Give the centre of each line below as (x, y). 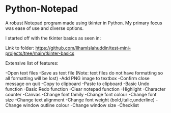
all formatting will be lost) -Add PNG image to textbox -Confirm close (78, 78)
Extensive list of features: (32, 63)
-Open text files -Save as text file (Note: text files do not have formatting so (84, 73)
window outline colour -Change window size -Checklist (81, 105)
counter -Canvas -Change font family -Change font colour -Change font (81, 94)
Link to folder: (20, 48)
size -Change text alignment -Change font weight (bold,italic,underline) (80, 100)
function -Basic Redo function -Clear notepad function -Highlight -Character (85, 89)
